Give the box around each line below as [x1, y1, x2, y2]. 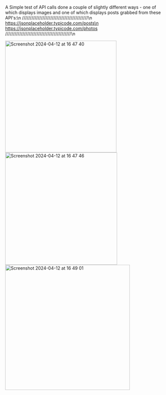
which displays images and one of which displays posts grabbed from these [5, 9, 161, 15]
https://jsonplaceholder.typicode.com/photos [5, 25, 98, 31]
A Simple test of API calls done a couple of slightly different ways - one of [5, 4, 157, 10]
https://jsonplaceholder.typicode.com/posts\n [5, 20, 99, 26]
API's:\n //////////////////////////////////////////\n [5, 15, 92, 20]
